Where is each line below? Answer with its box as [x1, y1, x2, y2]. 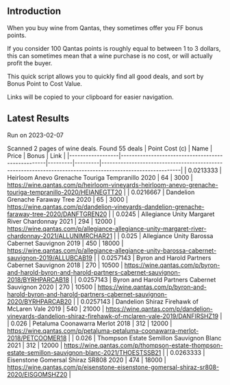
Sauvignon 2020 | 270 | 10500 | [7, 283, 97, 291]
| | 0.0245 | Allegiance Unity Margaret [108, 209, 215, 218]
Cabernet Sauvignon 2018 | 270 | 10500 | [7, 261, 123, 269]
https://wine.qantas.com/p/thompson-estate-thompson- [64, 341, 223, 349]
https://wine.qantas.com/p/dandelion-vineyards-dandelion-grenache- [7, 202, 205, 211]
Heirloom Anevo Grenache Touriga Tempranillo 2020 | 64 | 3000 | [7, 173, 193, 181]
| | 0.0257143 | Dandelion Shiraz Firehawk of [73, 297, 199, 305]
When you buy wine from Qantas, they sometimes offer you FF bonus [7, 23, 203, 32]
